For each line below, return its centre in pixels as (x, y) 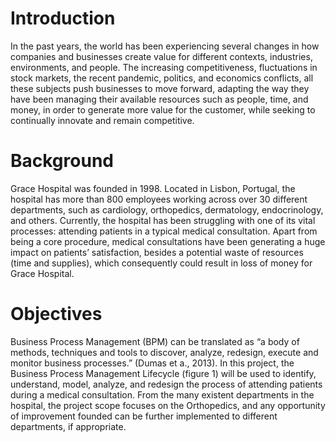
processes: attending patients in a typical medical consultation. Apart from (164, 231)
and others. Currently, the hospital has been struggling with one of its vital (163, 220)
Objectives (56, 314)
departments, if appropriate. (68, 426)
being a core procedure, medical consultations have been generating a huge (168, 241)
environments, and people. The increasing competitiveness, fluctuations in (164, 67)
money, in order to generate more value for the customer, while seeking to (163, 109)
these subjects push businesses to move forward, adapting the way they (160, 88)
